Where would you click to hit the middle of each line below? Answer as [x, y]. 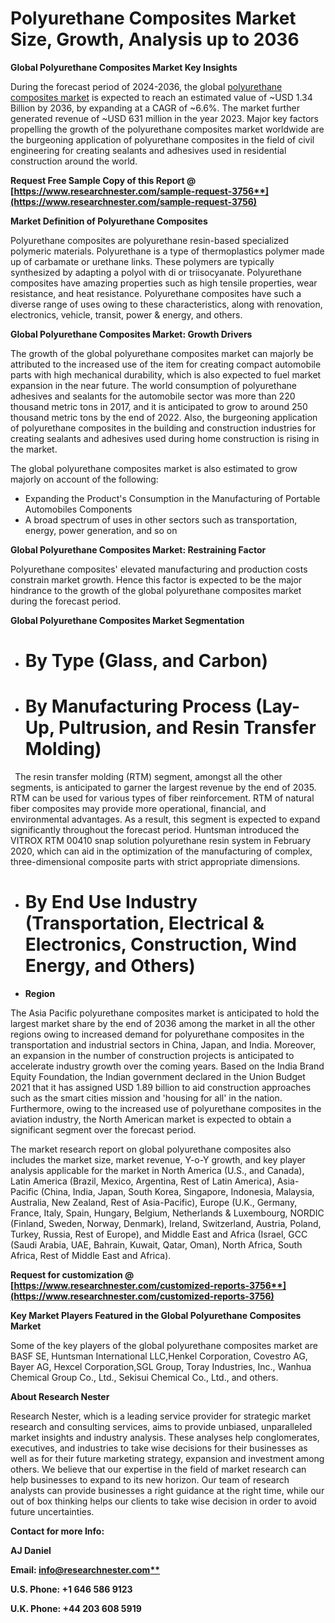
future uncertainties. [52, 1511]
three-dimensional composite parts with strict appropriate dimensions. [155, 862]
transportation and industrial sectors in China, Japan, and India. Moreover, [163, 1045]
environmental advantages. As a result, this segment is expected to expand [165, 819]
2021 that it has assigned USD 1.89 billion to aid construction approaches [161, 1087]
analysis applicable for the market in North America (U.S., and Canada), [157, 1170]
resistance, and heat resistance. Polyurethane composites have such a [156, 293]
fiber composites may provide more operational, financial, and [138, 809]
